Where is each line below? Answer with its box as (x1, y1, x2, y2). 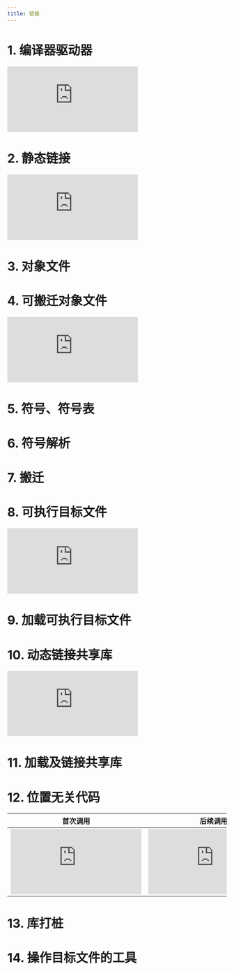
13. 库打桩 (7, 915, 64, 931)
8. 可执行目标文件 (7, 505, 107, 520)
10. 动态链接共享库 (7, 647, 113, 663)
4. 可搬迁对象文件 (7, 293, 108, 309)
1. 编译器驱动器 (7, 43, 93, 58)
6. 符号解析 (7, 436, 71, 451)
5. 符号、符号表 (7, 401, 95, 417)
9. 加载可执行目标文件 (7, 613, 132, 628)
